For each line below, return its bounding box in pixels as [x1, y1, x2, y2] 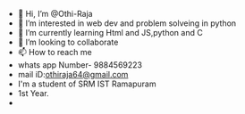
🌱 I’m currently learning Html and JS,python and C [17, 28, 203, 37]
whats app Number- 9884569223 [17, 60, 143, 70]
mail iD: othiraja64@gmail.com [17, 69, 129, 79]
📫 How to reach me [17, 47, 92, 57]
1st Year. [17, 88, 49, 98]
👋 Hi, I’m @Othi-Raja [17, 9, 93, 19]
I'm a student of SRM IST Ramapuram [17, 78, 156, 89]
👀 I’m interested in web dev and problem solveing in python [17, 18, 237, 28]
